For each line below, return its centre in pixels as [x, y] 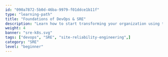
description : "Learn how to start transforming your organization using [82, 24]
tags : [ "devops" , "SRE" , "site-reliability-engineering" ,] [68, 38]
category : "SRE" [22, 42]
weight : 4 [15, 28]
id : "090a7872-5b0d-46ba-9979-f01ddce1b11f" [52, 10]
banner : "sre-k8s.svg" [29, 33]
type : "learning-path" [29, 14]
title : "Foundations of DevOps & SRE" [45, 19]
